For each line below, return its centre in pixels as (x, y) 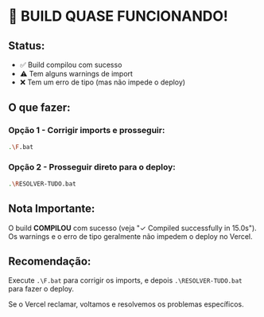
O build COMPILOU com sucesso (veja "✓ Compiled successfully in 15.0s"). (132, 228)
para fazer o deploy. (41, 289)
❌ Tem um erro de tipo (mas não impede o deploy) (102, 82)
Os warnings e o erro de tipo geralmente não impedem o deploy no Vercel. (130, 236)
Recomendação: (50, 261)
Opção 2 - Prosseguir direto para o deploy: (92, 167)
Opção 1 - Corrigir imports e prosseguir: (87, 131)
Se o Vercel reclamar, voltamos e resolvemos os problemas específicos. (126, 304)
